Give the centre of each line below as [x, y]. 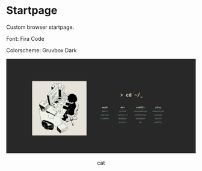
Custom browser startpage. [40, 27]
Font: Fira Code [26, 38]
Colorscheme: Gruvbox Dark [41, 50]
